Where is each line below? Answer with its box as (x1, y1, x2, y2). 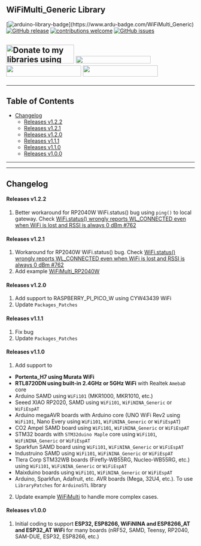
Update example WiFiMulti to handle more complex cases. (14, 493, 159, 500)
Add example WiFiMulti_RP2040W (14, 268, 100, 275)
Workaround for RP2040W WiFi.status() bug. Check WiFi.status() (14, 249, 176, 256)
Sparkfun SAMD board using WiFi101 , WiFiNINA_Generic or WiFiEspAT (14, 443, 184, 450)
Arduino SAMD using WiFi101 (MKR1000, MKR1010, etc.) (14, 392, 154, 399)
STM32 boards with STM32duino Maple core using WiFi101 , (14, 430, 157, 438)
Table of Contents (6, 96, 75, 107)
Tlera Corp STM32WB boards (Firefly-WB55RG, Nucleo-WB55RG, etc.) (14, 455, 190, 463)
